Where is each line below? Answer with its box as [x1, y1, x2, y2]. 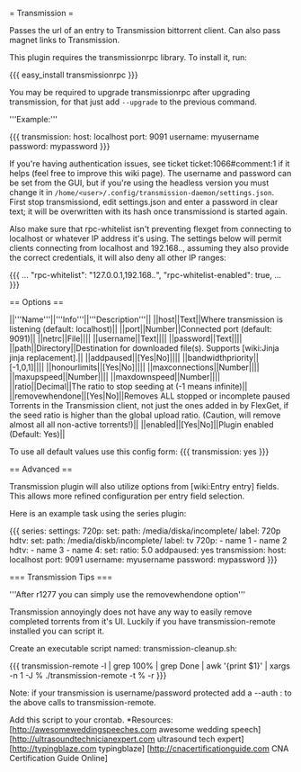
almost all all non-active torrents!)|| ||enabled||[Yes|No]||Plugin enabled [9, 419, 274, 430]
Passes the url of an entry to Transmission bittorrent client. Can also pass [9, 25, 281, 35]
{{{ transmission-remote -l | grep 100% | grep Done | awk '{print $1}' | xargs [9, 660, 290, 671]
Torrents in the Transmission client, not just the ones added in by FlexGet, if [9, 400, 289, 410]
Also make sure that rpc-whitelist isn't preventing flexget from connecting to [9, 224, 292, 234]
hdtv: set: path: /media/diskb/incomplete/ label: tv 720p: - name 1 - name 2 [9, 535, 288, 545]
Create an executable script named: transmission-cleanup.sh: [9, 643, 238, 653]
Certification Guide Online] [9, 753, 108, 763]
